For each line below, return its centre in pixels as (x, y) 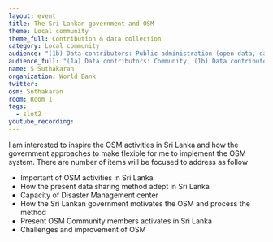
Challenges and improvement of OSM (83, 229)
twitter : (23, 84)
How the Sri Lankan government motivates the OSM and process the (135, 203)
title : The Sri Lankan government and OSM (81, 24)
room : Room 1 (30, 99)
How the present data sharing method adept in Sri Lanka (115, 186)
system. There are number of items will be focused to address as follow (128, 162)
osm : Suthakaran (36, 91)
